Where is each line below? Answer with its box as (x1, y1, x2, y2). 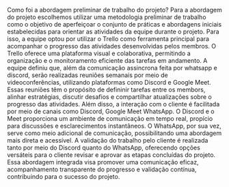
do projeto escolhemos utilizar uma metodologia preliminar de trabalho (7, 13, 206, 21)
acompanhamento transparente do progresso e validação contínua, (7, 165, 197, 173)
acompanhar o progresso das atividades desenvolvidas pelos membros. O (7, 42, 217, 50)
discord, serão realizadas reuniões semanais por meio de (7, 71, 169, 79)
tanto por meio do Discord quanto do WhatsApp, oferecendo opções (7, 143, 200, 152)
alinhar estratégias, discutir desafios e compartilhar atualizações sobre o (7, 93, 212, 101)
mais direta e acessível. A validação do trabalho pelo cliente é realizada (7, 136, 208, 144)
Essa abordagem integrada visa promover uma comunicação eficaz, (7, 158, 200, 166)
